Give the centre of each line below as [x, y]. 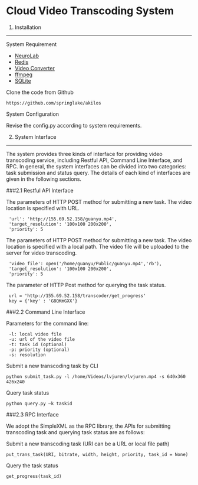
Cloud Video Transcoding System [90, 11]
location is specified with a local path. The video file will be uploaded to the [98, 246]
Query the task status [32, 466]
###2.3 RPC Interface [32, 414]
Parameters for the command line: [47, 323]
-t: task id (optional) [38, 344]
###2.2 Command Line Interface [46, 312]
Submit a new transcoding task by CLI [52, 366]
